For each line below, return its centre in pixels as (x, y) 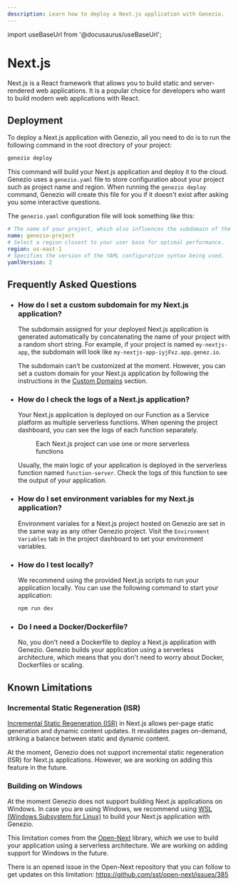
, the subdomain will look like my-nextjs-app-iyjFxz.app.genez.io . (124, 352)
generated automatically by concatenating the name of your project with (124, 337)
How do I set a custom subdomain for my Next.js (103, 305)
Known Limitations (50, 687)
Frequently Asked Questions (72, 284)
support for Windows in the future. (58, 853)
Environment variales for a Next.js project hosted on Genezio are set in (121, 523)
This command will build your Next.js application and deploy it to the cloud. (118, 172)
